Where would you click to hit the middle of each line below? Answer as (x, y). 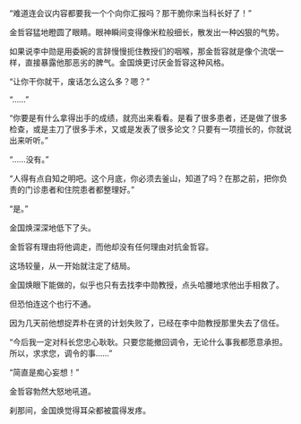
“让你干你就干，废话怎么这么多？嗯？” (80, 82)
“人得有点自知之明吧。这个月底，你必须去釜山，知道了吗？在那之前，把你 (145, 178)
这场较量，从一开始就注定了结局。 (72, 266)
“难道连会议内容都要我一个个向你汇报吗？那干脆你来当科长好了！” (131, 13)
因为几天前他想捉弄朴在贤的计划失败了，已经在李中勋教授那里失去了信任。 (146, 323)
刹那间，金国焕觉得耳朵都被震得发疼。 (80, 410)
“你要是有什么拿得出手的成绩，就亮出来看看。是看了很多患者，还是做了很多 (149, 118)
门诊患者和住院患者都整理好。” (80, 190)
